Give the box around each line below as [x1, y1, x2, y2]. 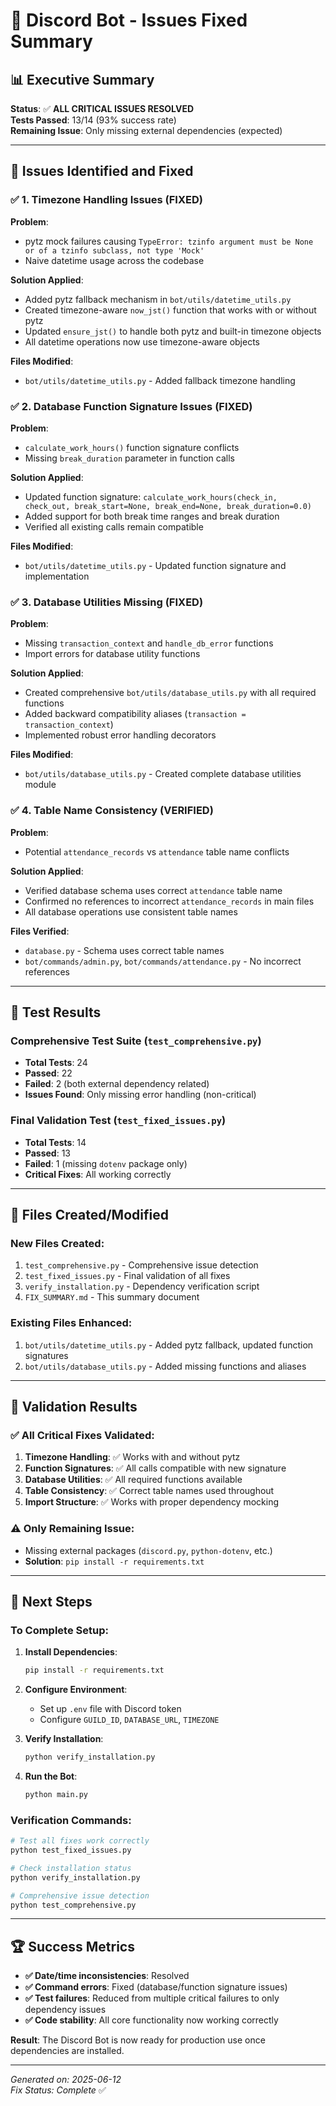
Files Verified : [10, 925, 70, 937]
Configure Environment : [24, 1684, 128, 1696]
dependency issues [24, 2004, 107, 2016]
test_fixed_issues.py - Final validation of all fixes [24, 1270, 231, 1282]
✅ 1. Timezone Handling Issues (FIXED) [10, 193, 203, 207]
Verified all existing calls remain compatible [24, 520, 204, 533]
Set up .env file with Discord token [39, 1703, 182, 1715]
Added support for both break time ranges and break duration [24, 510, 280, 522]
